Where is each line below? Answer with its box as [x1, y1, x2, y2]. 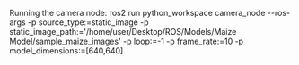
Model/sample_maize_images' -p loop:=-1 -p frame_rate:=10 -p [9, 36, 244, 46]
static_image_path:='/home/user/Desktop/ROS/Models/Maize [9, 27, 237, 37]
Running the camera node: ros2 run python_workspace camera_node [9, 8, 266, 18]
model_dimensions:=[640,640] [9, 45, 124, 56]
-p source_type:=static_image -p [27, 17, 150, 28]
